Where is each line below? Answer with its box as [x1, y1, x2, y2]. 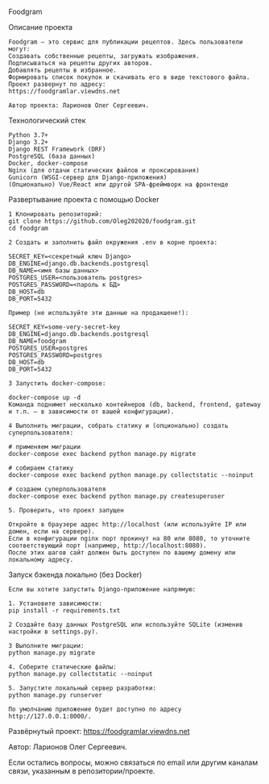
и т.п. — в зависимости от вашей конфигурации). [8, 408, 175, 416]
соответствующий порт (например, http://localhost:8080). [8, 541, 207, 550]
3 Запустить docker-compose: [8, 380, 106, 388]
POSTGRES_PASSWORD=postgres [8, 351, 103, 359]
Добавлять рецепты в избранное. [8, 66, 117, 74]
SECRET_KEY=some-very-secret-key [8, 323, 121, 331]
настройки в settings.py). [8, 628, 99, 636]
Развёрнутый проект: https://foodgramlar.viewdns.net [8, 727, 191, 736]
